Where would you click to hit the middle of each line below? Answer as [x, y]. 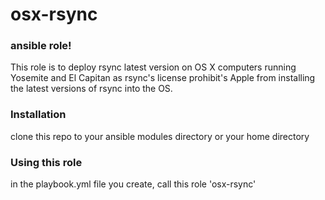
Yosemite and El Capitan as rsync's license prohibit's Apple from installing [163, 78]
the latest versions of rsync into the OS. [91, 89]
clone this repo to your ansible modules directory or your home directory [160, 136]
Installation [38, 115]
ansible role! [41, 46]
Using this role [46, 162]
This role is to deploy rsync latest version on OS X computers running [153, 67]
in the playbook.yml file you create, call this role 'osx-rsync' [133, 184]
